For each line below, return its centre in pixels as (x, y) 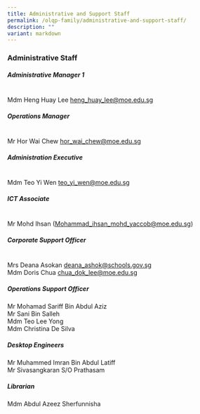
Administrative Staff (42, 58)
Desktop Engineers (36, 344)
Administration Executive (45, 157)
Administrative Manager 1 (46, 75)
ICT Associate (28, 198)
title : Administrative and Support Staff (69, 14)
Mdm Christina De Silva (41, 328)
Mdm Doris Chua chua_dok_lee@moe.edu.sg (73, 273)
